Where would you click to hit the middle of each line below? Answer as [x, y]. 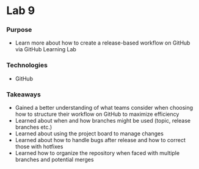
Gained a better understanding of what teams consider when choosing [104, 108]
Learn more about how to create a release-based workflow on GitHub [103, 43]
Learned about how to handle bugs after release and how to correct [100, 140]
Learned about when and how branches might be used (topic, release [103, 121]
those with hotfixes [39, 146]
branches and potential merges [54, 160]
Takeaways [24, 94]
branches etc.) [34, 127]
